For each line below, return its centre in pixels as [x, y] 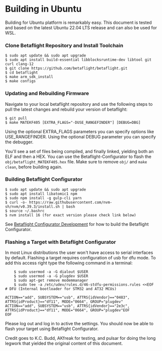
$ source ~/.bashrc [25, 211]
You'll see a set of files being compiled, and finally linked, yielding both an [79, 151]
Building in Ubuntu [43, 9]
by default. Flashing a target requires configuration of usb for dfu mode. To [81, 258]
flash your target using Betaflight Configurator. [52, 329]
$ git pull [16, 118]
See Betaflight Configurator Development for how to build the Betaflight [77, 224]
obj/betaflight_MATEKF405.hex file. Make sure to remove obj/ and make [76, 161]
